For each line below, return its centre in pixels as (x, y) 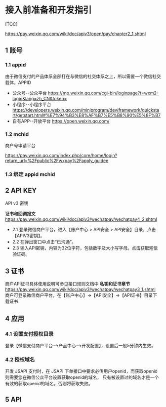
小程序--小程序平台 (32, 104)
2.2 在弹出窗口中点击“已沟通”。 (44, 242)
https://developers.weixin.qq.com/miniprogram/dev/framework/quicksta (86, 110)
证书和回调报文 (20, 213)
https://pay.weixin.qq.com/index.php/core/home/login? (61, 155)
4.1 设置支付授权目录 (29, 334)
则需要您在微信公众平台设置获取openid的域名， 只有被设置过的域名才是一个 (82, 377)
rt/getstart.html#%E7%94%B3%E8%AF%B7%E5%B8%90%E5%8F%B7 (86, 115)
